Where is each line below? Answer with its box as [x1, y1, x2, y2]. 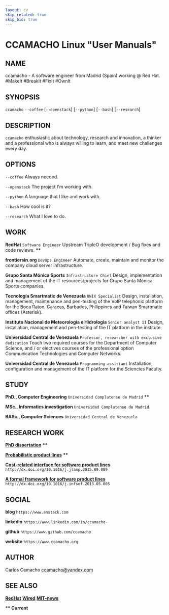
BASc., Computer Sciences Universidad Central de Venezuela [5, 414, 138, 420]
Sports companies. [5, 283, 45, 289]
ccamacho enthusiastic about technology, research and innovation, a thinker [5, 135, 161, 141]
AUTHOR [5, 553, 35, 562]
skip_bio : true [5, 17, 38, 22]
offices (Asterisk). [5, 309, 43, 315]
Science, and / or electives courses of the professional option [5, 345, 134, 351]
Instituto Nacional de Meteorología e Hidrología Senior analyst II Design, [5, 319, 164, 325]
